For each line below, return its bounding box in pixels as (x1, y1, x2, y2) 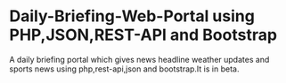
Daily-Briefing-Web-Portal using (9, 6, 256, 26)
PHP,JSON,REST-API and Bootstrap (9, 25, 278, 45)
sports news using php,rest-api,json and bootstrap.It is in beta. (9, 64, 240, 74)
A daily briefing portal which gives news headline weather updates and (9, 54, 270, 64)
